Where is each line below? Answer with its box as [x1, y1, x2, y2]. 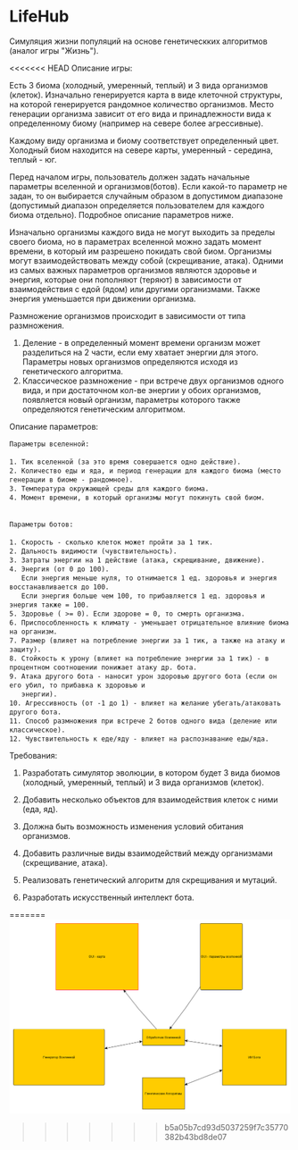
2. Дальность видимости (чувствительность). [9, 547, 178, 556]
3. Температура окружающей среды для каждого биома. [9, 484, 210, 493]
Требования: [9, 750, 58, 760]
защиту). [9, 645, 42, 654]
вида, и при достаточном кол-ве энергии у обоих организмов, [21, 384, 261, 395]
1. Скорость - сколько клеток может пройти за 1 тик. [9, 538, 214, 547]
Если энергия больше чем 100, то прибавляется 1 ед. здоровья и [21, 592, 266, 600]
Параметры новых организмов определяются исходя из [21, 356, 238, 367]
